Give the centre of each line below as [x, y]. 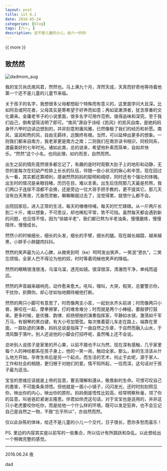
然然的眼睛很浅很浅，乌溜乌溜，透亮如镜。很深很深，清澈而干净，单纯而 [79, 269]
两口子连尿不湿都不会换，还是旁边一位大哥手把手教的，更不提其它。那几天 [85, 189]
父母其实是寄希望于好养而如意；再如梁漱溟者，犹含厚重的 [98, 110]
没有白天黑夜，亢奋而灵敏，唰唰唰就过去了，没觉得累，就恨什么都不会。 [79, 195]
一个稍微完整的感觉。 [27, 439]
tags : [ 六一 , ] [20, 28]
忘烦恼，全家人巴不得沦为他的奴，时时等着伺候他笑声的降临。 [68, 258]
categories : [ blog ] [25, 24]
